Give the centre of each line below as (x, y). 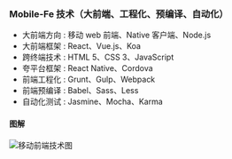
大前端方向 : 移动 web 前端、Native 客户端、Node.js (116, 35)
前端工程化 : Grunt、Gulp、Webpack (89, 79)
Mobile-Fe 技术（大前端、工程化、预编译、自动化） (119, 13)
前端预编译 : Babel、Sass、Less (80, 91)
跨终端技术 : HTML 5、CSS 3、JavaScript (98, 57)
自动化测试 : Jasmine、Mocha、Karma (93, 102)
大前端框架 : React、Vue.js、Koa (81, 46)
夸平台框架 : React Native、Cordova (87, 68)
